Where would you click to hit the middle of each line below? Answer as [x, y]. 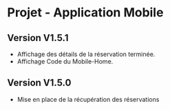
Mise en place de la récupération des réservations [88, 99]
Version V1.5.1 [38, 38]
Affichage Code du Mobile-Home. [65, 61]
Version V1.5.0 [39, 83]
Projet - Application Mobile [85, 13]
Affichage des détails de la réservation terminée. [86, 54]
